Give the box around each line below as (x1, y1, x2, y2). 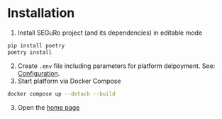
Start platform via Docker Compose (17, 76, 121, 85)
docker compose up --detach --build (7, 90, 116, 97)
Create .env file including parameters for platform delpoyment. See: (17, 62, 216, 70)
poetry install (7, 48, 52, 56)
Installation (7, 5, 75, 21)
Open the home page (17, 103, 80, 111)
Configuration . (17, 69, 60, 77)
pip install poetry (7, 42, 65, 49)
